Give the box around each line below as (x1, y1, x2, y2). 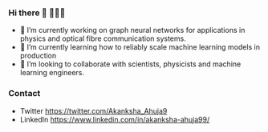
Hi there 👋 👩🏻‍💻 (8, 7, 66, 18)
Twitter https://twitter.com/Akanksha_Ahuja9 (19, 106, 168, 115)
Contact (8, 88, 41, 99)
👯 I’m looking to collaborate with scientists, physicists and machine (19, 59, 242, 69)
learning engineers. (19, 68, 84, 78)
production (19, 51, 57, 61)
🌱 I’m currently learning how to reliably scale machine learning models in (19, 42, 261, 52)
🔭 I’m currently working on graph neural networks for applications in (19, 26, 246, 35)
